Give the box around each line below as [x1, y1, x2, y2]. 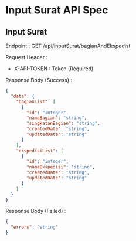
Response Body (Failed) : [5, 208, 66, 215]
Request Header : [5, 54, 48, 60]
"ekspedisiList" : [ [16, 148, 64, 154]
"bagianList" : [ [16, 99, 56, 104]
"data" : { [11, 93, 35, 99]
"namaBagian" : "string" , [26, 115, 87, 121]
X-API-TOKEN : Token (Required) [13, 65, 94, 72]
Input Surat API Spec [5, 4, 108, 17]
